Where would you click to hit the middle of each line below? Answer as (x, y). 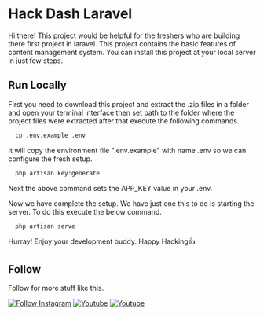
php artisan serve (46, 226)
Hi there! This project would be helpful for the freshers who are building (124, 35)
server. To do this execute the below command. (85, 211)
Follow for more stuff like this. (56, 288)
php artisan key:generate (58, 173)
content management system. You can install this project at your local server (132, 52)
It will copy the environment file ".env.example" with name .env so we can (127, 150)
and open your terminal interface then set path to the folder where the (121, 112)
